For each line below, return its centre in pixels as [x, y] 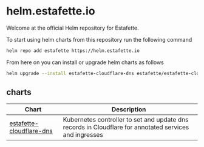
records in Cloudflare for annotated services [126, 127]
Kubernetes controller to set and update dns [126, 119]
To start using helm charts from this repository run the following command [99, 39]
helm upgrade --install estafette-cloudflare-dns [70, 73]
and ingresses [83, 134]
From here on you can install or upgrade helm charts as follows [85, 62]
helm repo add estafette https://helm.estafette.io [73, 51]
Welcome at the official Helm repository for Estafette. [73, 28]
